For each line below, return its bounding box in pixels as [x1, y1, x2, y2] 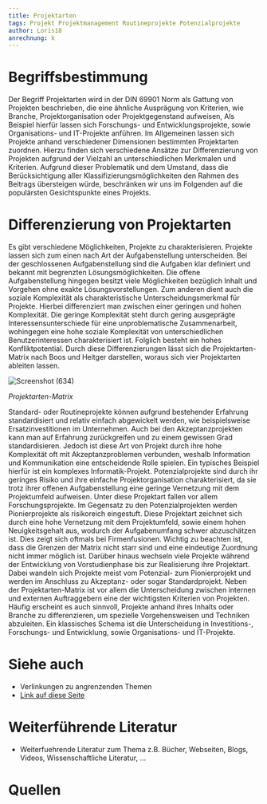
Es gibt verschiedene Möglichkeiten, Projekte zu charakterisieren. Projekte [8, 242, 253, 252]
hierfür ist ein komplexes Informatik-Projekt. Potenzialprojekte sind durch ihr [8, 467, 259, 476]
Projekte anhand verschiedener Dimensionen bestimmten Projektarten [8, 137, 239, 147]
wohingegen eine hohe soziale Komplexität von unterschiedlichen [8, 327, 224, 337]
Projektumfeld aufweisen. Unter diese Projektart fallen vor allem [8, 492, 218, 502]
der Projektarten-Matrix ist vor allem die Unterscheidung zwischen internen [8, 585, 257, 595]
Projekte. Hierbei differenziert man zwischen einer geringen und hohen [8, 301, 241, 311]
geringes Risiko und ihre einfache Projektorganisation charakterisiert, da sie [8, 475, 257, 485]
